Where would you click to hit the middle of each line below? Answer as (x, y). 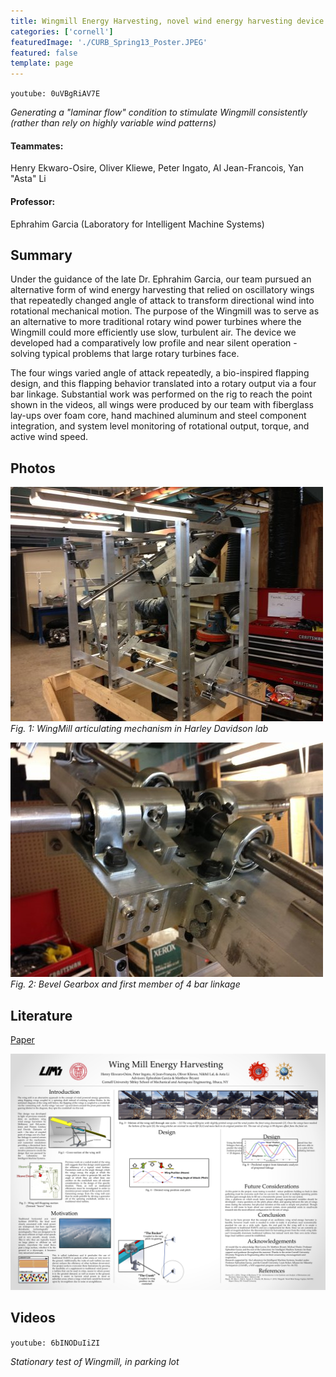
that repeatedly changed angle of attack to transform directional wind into (162, 301)
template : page (42, 63)
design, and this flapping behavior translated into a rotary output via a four (163, 384)
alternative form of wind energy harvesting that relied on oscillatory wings (162, 290)
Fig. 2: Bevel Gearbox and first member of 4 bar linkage (125, 984)
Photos (33, 468)
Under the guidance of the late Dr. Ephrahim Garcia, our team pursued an (161, 279)
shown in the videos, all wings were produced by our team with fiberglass (162, 405)
